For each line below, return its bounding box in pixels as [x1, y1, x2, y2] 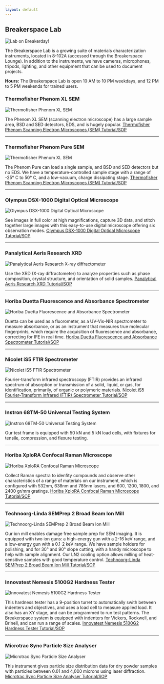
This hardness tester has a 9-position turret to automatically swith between [5, 599, 156, 606]
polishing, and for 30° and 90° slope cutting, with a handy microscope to [5, 546, 152, 552]
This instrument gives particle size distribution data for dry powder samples [5, 663, 157, 669]
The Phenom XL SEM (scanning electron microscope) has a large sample [5, 116, 152, 122]
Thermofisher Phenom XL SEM [5, 96, 80, 102]
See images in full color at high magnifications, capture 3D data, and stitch [5, 217, 155, 223]
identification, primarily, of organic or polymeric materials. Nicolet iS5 [5, 387, 144, 393]
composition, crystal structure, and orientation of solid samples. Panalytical [5, 276, 157, 281]
